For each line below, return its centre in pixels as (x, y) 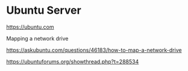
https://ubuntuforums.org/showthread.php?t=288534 (73, 61)
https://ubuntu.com (30, 27)
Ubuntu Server (44, 10)
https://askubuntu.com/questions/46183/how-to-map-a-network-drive (94, 50)
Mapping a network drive (37, 38)
